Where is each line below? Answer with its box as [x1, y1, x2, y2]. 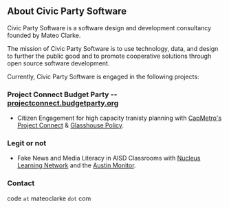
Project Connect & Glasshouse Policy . [17, 121, 124, 129]
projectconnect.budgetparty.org [7, 98, 119, 107]
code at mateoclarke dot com [7, 194, 91, 202]
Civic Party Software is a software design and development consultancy [7, 23, 212, 32]
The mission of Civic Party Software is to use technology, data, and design [7, 44, 219, 52]
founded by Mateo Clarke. [7, 31, 81, 39]
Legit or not [7, 138, 47, 148]
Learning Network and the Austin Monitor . [17, 161, 136, 169]
